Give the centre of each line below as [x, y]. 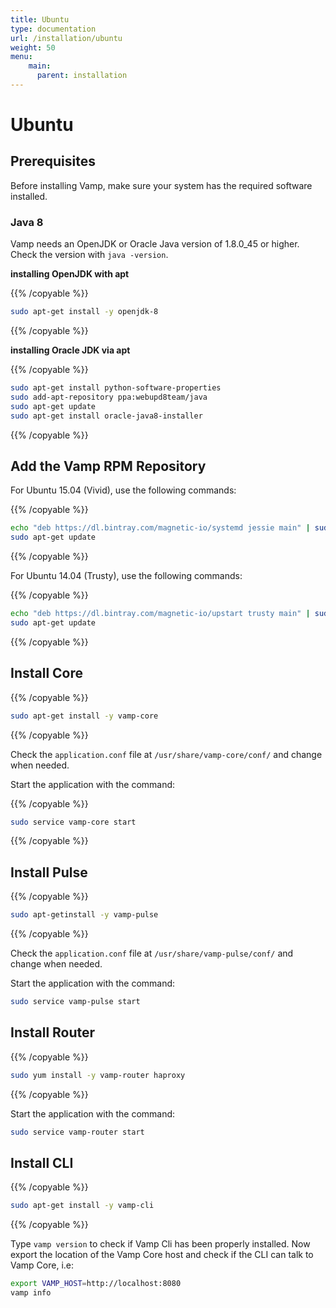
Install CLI [42, 1162]
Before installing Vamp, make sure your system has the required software [161, 185]
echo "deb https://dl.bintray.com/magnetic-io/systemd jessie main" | [160, 528]
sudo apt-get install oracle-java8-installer [106, 416]
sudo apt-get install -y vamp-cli [82, 1206]
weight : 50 [33, 47]
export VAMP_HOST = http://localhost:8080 [96, 1284]
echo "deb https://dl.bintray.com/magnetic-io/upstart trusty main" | [160, 614]
